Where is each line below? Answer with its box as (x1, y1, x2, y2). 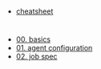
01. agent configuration (15, 43, 93, 53)
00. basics (15, 34, 50, 44)
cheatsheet (15, 6, 54, 16)
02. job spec (15, 51, 58, 62)
